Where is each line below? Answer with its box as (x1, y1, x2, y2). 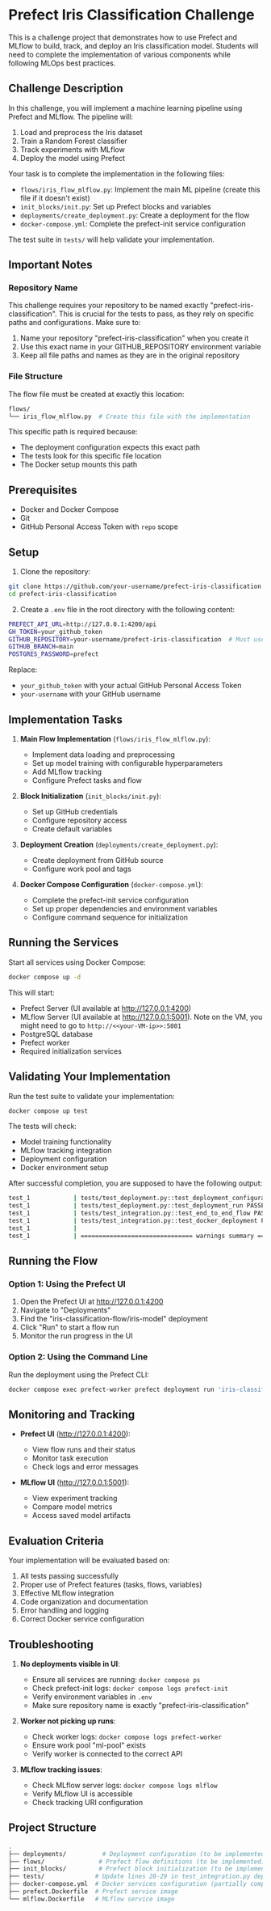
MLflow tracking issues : (19, 1765, 102, 1774)
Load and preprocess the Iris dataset (19, 127, 143, 137)
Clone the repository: (19, 567, 91, 577)
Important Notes (8, 258, 93, 272)
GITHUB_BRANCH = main (8, 643, 74, 651)
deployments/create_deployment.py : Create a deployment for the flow (19, 210, 250, 220)
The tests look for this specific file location (19, 451, 162, 461)
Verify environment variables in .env (31, 1692, 152, 1702)
